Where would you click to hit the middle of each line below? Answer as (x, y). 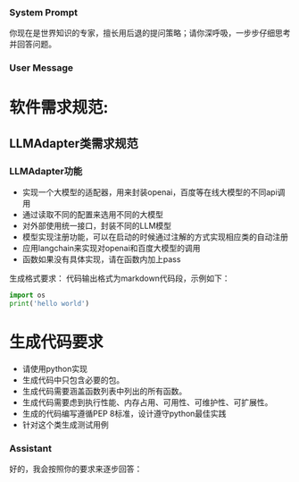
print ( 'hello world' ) (50, 303)
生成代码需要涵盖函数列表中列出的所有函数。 (104, 391)
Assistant (30, 448)
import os (28, 296)
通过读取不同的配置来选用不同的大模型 (92, 215)
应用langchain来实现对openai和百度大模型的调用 (111, 249)
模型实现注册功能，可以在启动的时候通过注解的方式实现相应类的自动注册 (155, 237)
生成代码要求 (57, 342)
